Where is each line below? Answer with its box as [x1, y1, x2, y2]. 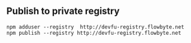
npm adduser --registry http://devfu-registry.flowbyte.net [6, 23, 185, 30]
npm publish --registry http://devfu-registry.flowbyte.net [6, 29, 182, 36]
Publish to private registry [6, 5, 120, 17]
